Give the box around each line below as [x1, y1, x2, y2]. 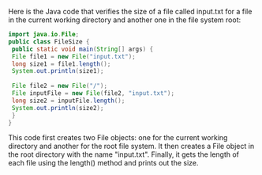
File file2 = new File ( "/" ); [11, 82, 108, 90]
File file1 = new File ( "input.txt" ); [11, 52, 136, 60]
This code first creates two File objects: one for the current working [8, 133, 228, 143]
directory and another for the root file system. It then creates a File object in [8, 142, 255, 151]
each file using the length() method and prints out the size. [8, 158, 199, 168]
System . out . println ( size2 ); [11, 104, 104, 112]
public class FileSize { [8, 37, 90, 46]
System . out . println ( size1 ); [11, 67, 104, 75]
